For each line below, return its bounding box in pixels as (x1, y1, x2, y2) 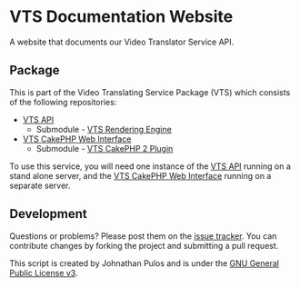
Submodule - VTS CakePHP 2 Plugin (35, 143, 174, 153)
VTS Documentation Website (9, 6, 234, 27)
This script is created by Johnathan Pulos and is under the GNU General (9, 257, 280, 269)
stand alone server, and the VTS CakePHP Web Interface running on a (9, 170, 272, 181)
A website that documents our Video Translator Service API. (9, 36, 235, 47)
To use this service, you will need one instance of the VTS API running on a (9, 161, 291, 172)
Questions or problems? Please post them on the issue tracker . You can (9, 230, 277, 242)
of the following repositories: (9, 96, 117, 107)
